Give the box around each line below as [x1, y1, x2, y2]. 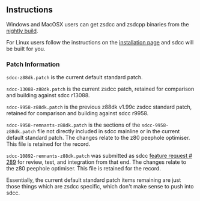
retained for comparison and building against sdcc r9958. [6, 110, 149, 117]
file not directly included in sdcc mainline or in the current [37, 128, 180, 135]
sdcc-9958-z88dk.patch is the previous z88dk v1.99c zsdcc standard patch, [6, 103, 192, 110]
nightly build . [6, 27, 38, 34]
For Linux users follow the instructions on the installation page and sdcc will [6, 38, 194, 46]
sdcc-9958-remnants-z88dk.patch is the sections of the [6, 121, 141, 128]
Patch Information [6, 60, 60, 68]
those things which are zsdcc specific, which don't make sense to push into [6, 183, 194, 190]
